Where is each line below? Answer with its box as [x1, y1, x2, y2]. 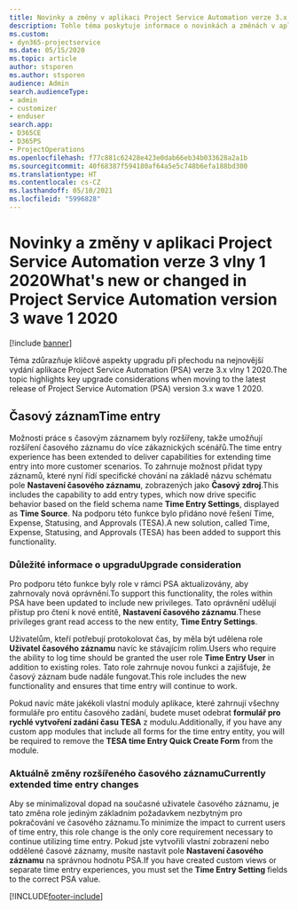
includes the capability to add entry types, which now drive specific [9, 489, 257, 500]
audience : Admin [9, 79, 69, 88]
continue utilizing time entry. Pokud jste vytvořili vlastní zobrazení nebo [9, 836, 270, 847]
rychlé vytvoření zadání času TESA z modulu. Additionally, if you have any [9, 716, 282, 727]
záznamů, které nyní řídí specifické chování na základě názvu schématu [9, 470, 272, 480]
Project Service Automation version [9, 289, 278, 310]
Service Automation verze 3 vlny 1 [9, 252, 266, 272]
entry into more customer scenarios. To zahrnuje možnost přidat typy [9, 461, 263, 471]
